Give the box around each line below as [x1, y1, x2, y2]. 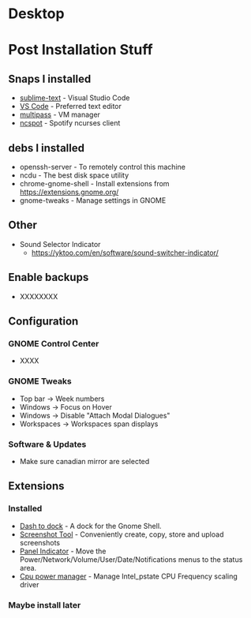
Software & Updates [8, 439, 87, 450]
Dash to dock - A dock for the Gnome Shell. [19, 521, 162, 530]
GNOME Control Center [8, 338, 99, 349]
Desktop [8, 5, 65, 23]
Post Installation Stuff [8, 41, 153, 59]
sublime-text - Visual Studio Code [19, 93, 130, 103]
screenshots [19, 537, 61, 547]
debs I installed [8, 141, 85, 155]
